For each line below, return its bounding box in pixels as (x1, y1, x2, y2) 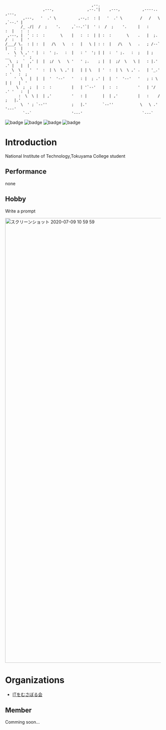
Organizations (5, 674, 65, 686)
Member (5, 706, 32, 714)
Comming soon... (5, 719, 40, 725)
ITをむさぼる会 (12, 691, 43, 697)
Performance (5, 168, 47, 176)
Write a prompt (5, 208, 36, 214)
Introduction (5, 137, 57, 148)
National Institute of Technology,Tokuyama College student (5, 153, 125, 159)
